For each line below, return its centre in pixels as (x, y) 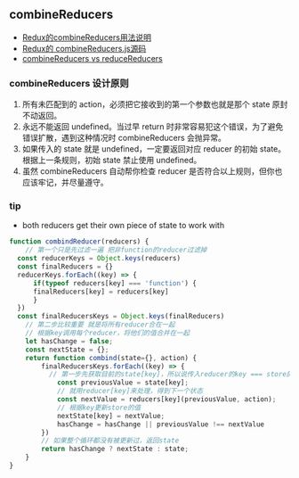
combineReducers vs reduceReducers (92, 58)
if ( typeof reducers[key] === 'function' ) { (115, 283)
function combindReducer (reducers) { (79, 242)
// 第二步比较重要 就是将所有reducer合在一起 (100, 325)
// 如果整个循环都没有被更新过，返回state (110, 441)
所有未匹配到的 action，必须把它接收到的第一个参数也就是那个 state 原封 (155, 104)
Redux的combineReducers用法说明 (86, 37)
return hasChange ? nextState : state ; (115, 449)
